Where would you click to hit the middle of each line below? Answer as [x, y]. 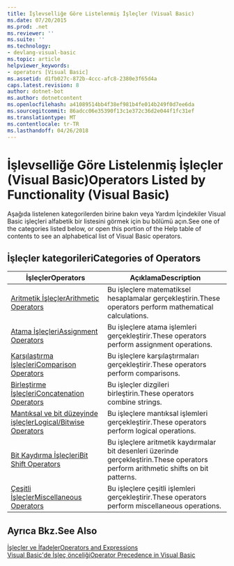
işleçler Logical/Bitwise [48, 422]
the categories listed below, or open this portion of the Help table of [104, 229]
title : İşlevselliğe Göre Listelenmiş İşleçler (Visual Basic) [101, 14]
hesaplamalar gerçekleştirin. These [164, 299]
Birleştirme [29, 385]
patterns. [122, 477]
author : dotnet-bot [36, 91]
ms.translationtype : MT [42, 117]
